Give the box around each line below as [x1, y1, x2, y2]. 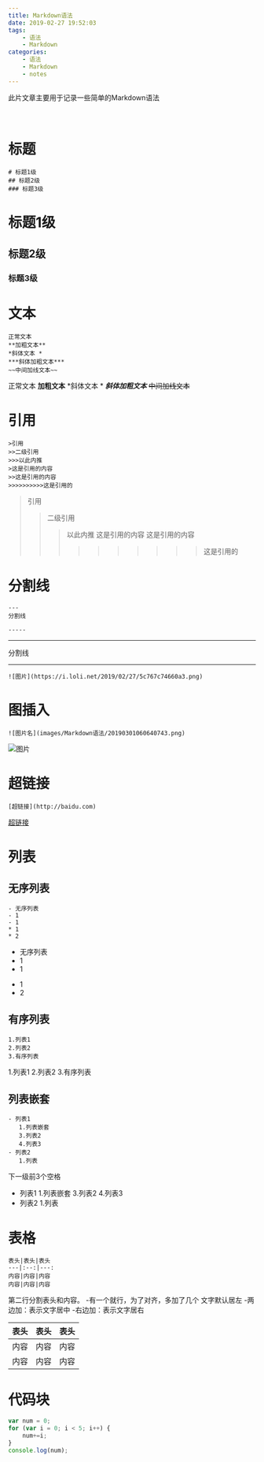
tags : [8, 26, 26, 34]
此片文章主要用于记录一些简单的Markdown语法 [8, 92, 159, 102]
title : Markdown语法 [8, 11, 73, 20]
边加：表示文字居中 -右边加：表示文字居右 [8, 1305, 145, 1315]
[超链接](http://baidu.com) [8, 802, 97, 810]
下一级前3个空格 [8, 1172, 61, 1181]
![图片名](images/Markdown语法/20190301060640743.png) [8, 729, 186, 737]
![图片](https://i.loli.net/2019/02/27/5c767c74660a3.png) [8, 672, 203, 680]
